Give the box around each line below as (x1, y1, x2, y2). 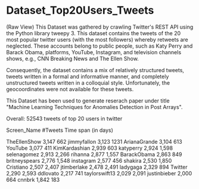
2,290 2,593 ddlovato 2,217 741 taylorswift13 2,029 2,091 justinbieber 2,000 (6, 169, 192, 176)
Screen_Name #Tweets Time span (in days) (6, 126, 113, 134)
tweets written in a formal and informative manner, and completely (6, 73, 169, 80)
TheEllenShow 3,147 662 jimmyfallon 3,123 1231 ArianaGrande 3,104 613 (6, 138, 183, 145)
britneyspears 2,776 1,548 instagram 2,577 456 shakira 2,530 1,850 (6, 157, 172, 164)
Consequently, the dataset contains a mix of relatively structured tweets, (6, 66, 185, 73)
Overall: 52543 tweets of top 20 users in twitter (6, 114, 123, 122)
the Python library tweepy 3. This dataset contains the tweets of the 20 (6, 29, 181, 36)
